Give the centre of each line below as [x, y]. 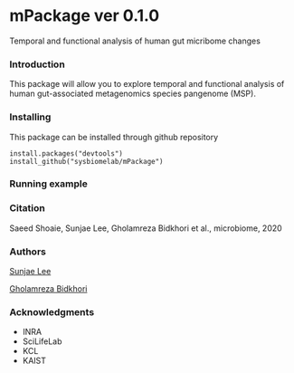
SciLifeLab [42, 341]
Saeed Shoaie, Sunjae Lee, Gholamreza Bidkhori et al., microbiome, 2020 [146, 228]
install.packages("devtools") [66, 153]
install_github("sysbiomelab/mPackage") [87, 161]
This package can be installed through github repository [114, 137]
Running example [48, 184]
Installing [30, 117]
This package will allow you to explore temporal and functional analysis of [147, 84]
